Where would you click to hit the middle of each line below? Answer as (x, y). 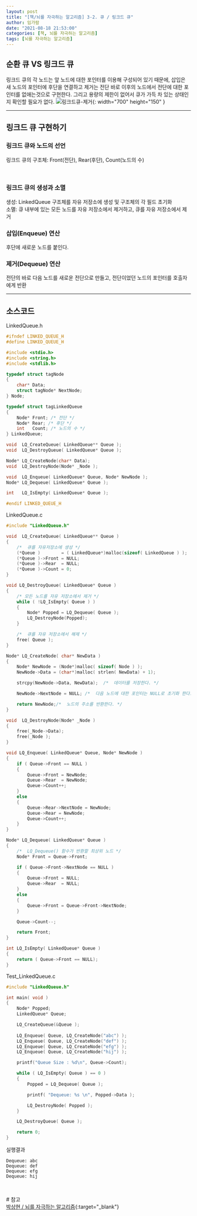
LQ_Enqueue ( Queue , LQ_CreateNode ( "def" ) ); (72, 1041)
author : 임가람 (23, 22)
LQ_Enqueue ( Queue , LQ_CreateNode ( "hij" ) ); (72, 1052)
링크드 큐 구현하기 (36, 128)
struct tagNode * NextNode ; (50, 391)
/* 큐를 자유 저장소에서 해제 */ (52, 635)
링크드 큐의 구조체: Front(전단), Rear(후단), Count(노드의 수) (75, 160)
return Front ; (34, 932)
